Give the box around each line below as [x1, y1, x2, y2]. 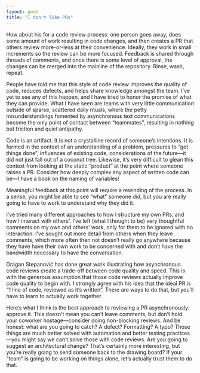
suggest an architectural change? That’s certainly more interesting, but [6, 342, 180, 349]
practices [167, 329, 190, 336]
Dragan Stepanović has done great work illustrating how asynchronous [6, 260, 181, 268]
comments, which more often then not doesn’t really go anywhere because [6, 236, 191, 243]
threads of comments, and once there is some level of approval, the [6, 56, 173, 63]
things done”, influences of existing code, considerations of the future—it [6, 149, 186, 156]
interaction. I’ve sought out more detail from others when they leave [6, 230, 173, 237]
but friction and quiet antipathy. [6, 125, 84, 132]
